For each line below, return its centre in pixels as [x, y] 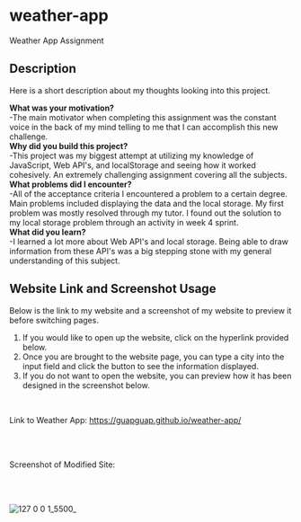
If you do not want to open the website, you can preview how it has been [157, 376]
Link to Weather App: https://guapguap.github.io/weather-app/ [125, 420]
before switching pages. [54, 320]
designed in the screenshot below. [86, 385]
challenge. [29, 137]
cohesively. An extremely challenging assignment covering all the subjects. [148, 174]
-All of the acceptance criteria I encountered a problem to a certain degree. [148, 193]
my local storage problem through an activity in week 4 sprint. [124, 222]
